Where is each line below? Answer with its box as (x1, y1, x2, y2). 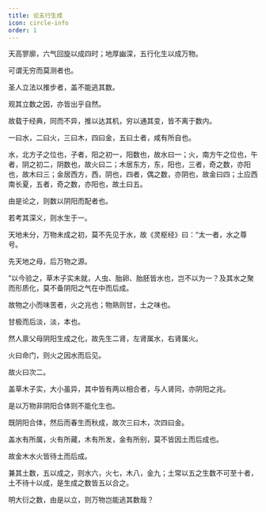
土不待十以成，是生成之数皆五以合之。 (8, 478, 133, 487)
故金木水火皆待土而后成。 (8, 452, 92, 461)
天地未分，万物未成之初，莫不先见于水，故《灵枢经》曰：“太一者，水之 (8, 230, 241, 240)
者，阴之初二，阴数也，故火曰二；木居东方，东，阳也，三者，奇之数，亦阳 (8, 160, 251, 169)
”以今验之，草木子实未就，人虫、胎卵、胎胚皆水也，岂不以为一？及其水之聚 (8, 274, 255, 283)
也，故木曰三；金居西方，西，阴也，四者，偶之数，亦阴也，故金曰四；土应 (8, 169, 251, 179)
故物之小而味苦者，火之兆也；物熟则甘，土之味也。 (8, 300, 175, 309)
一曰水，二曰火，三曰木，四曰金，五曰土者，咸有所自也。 (8, 133, 196, 142)
